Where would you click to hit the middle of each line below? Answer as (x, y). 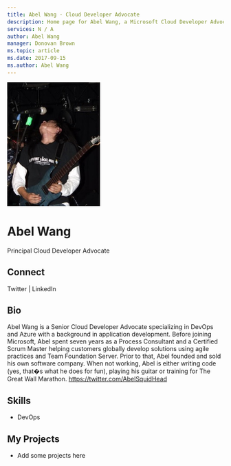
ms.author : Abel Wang (38, 65)
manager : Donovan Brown (41, 44)
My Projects (33, 439)
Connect (26, 272)
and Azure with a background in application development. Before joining (109, 335)
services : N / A (30, 29)
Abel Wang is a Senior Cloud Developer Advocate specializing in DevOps (110, 327)
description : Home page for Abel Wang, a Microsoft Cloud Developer (107, 22)
